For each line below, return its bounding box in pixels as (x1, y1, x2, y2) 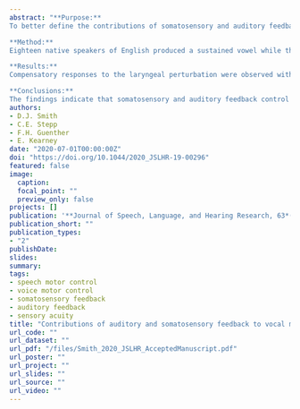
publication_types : (9, 228, 82, 237)
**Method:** (9, 38, 54, 47)
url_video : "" (9, 386, 62, 395)
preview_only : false (17, 194, 94, 204)
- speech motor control (9, 278, 98, 287)
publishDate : (9, 244, 58, 253)
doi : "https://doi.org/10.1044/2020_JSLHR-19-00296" (9, 153, 210, 162)
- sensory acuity (9, 311, 74, 320)
